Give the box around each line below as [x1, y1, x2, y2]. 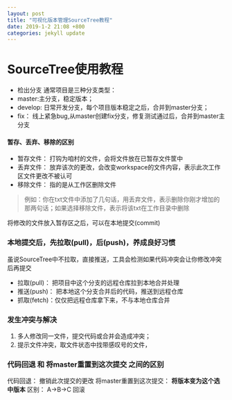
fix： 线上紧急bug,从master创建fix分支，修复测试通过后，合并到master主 [17, 112, 225, 120]
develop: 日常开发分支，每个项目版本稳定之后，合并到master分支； [17, 103, 209, 112]
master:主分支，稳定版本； [17, 94, 94, 103]
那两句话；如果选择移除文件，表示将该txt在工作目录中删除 [24, 204, 190, 212]
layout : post [7, 10, 45, 17]
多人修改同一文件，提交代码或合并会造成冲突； [17, 331, 151, 340]
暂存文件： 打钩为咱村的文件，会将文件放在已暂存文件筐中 [17, 154, 184, 163]
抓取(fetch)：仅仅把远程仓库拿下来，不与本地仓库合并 [17, 296, 170, 304]
